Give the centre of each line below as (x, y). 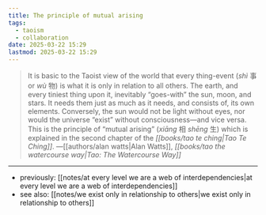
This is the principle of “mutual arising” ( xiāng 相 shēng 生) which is (138, 129)
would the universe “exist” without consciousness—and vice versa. (137, 120)
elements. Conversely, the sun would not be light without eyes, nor (136, 111)
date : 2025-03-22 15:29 (47, 45)
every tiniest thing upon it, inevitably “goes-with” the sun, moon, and (139, 94)
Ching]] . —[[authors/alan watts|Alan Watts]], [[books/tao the (126, 146)
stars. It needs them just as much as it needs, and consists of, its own (141, 103)
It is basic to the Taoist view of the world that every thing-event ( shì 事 (142, 75)
